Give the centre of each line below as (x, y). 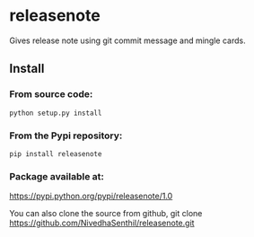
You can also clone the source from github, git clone (106, 214)
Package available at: (57, 176)
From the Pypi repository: (66, 136)
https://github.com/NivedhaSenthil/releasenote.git (102, 223)
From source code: (51, 94)
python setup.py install (56, 113)
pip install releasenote (56, 154)
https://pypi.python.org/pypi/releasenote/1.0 (91, 196)
